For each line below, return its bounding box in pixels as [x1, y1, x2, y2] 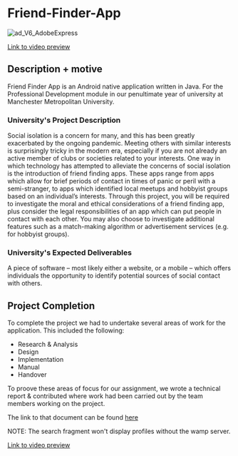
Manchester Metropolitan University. [7, 97, 115, 106]
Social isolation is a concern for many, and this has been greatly [7, 131, 195, 140]
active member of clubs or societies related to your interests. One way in [7, 154, 221, 163]
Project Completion [7, 300, 95, 312]
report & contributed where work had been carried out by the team [7, 392, 203, 400]
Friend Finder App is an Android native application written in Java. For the [7, 82, 223, 91]
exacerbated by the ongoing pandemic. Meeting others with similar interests [7, 139, 232, 148]
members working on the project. [7, 400, 105, 408]
